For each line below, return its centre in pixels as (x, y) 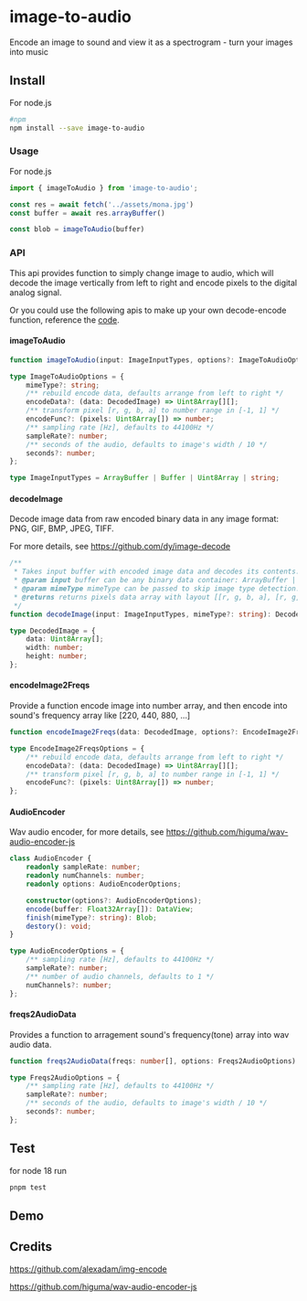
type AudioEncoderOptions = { (67, 951)
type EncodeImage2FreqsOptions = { (77, 748)
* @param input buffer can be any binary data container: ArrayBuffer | (155, 581)
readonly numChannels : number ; (85, 876)
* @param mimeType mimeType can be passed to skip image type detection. (157, 589)
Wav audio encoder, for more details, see (87, 832)
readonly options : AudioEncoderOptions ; (104, 884)
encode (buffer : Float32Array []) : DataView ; (110, 909)
